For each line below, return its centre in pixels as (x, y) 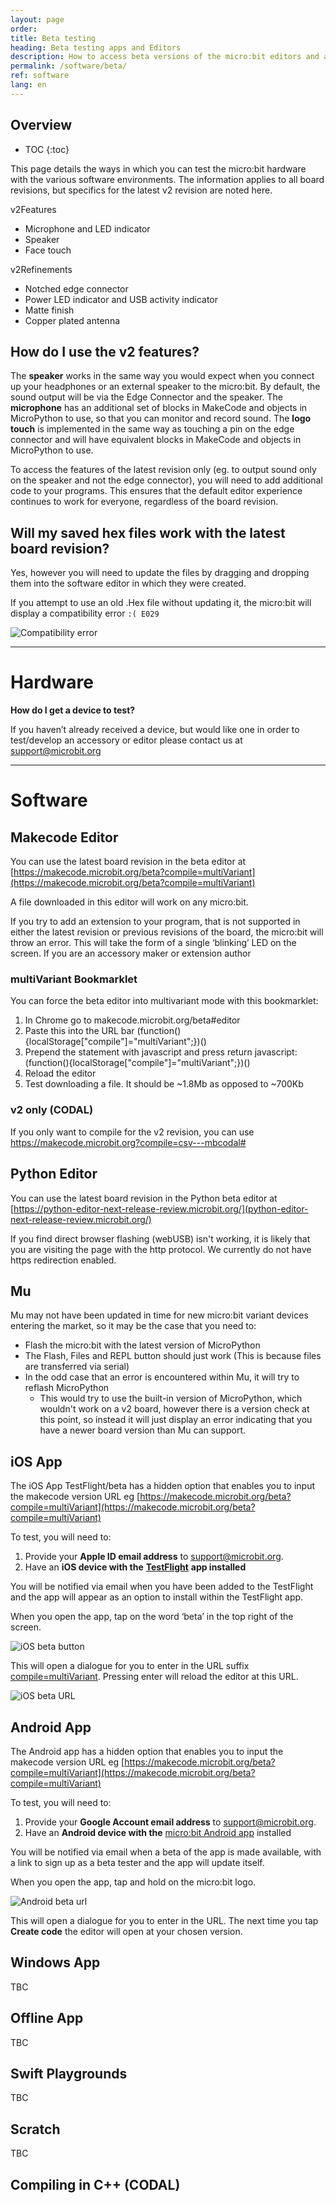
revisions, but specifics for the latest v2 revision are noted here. (141, 190)
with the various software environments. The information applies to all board (167, 179)
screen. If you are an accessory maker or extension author (131, 953)
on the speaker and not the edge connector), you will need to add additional (166, 480)
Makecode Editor (64, 837)
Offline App (47, 2018)
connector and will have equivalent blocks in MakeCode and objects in (156, 440)
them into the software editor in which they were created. (128, 583)
